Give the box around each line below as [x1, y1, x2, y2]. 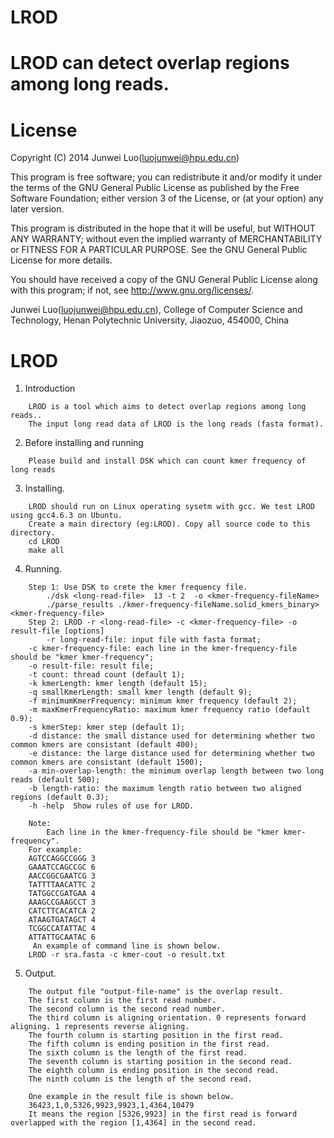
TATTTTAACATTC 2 [28, 880, 97, 890]
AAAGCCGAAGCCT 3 [28, 897, 97, 908]
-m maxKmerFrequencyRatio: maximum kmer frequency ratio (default [28, 705, 311, 715]
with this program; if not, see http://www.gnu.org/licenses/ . [10, 284, 255, 296]
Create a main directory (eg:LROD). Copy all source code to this [28, 519, 311, 530]
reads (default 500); [10, 775, 101, 785]
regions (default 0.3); [10, 792, 110, 803]
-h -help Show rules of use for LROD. [28, 801, 195, 811]
